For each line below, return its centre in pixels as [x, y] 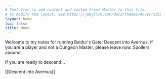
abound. [14, 53]
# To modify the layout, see [35, 14]
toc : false [16, 23]
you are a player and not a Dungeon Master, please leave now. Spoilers [77, 47]
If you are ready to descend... [35, 62]
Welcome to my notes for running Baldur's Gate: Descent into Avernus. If [79, 42]
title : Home [17, 28]
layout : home [19, 19]
